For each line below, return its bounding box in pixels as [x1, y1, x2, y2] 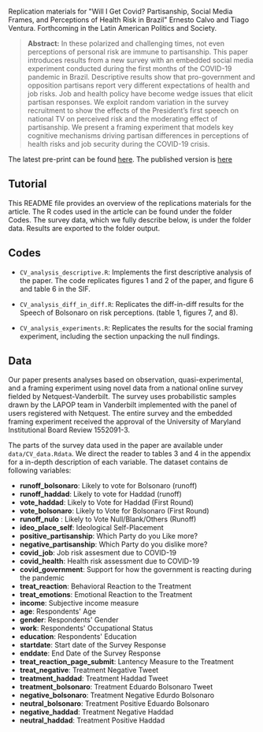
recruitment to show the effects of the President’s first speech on [27, 106, 239, 115]
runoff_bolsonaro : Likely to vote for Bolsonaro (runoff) [19, 481, 198, 491]
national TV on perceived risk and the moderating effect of [27, 114, 218, 123]
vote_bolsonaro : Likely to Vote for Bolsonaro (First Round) [19, 506, 210, 516]
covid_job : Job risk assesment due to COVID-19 [19, 548, 177, 558]
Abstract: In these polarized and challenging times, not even [27, 39, 224, 48]
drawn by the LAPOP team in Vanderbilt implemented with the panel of [8, 400, 238, 409]
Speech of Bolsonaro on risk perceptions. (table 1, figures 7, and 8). [19, 308, 239, 317]
